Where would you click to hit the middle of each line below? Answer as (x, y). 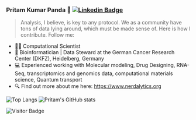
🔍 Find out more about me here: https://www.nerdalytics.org (88, 86)
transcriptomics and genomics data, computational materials (100, 73)
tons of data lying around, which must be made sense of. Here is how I (105, 29)
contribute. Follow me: (47, 35)
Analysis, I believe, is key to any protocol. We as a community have (101, 23)
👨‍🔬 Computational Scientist (47, 46)
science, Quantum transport (48, 80)
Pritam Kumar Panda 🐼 (39, 10)
